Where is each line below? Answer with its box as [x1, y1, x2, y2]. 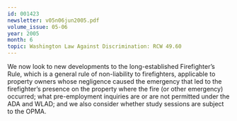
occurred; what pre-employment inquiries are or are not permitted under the [7, 92, 230, 101]
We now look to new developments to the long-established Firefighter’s [7, 63, 216, 70]
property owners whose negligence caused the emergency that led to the [7, 77, 222, 85]
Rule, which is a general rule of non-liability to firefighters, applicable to [7, 70, 216, 78]
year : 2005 [7, 30, 40, 37]
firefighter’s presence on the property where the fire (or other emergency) [7, 85, 224, 93]
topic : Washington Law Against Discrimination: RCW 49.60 [7, 43, 182, 50]
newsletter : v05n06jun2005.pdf [7, 17, 100, 24]
